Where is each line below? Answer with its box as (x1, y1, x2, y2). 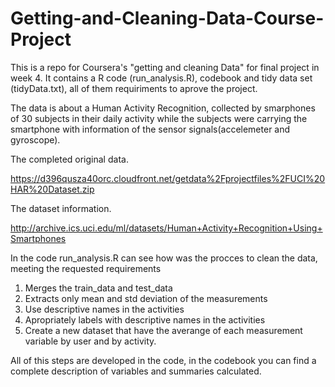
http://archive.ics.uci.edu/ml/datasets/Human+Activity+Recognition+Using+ (10, 222, 323, 234)
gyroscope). (10, 133, 61, 146)
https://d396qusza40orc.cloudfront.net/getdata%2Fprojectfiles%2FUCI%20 (10, 172, 326, 184)
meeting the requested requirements (10, 262, 162, 274)
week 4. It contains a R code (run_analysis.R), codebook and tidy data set (10, 72, 313, 84)
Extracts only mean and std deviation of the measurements (24, 292, 268, 304)
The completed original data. (10, 153, 129, 165)
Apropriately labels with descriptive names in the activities (24, 313, 266, 326)
